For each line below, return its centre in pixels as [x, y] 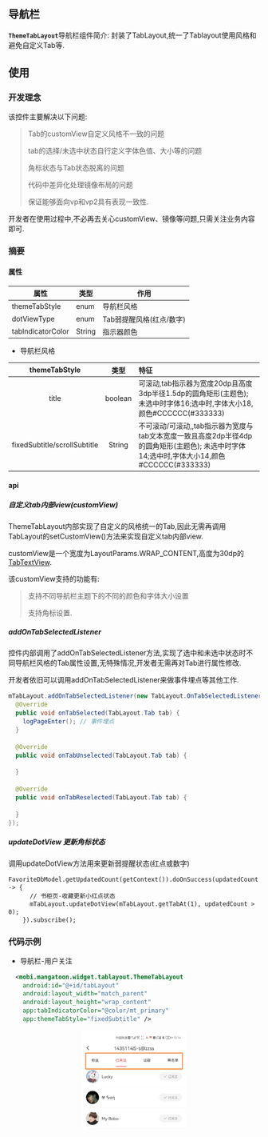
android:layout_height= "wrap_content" [87, 1003]
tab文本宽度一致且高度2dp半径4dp [195, 436]
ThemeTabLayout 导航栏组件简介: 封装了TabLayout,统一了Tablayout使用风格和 [132, 35]
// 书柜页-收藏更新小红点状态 [72, 896]
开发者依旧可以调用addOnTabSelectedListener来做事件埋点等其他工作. [124, 680]
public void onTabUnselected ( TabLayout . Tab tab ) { [101, 755]
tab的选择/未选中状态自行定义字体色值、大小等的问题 [114, 150]
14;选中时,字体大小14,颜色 [182, 456]
